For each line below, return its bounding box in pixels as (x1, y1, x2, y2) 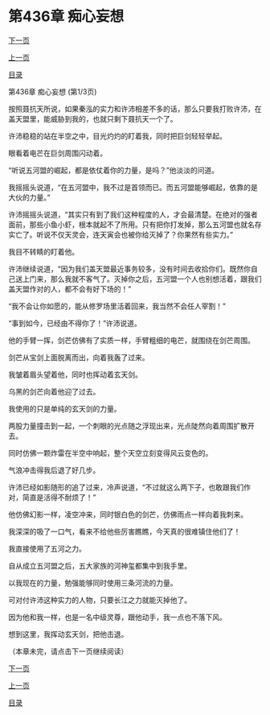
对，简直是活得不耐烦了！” (8, 492, 96, 502)
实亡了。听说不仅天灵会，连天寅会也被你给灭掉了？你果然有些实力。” (8, 229, 234, 239)
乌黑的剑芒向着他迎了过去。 (8, 386, 100, 396)
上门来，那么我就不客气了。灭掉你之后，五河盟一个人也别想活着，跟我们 (22, 274, 262, 283)
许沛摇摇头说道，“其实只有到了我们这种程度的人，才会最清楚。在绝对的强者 (8, 209, 259, 219)
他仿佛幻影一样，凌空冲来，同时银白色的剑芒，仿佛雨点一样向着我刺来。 (8, 509, 247, 519)
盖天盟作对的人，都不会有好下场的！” (8, 283, 132, 294)
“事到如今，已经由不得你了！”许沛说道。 (8, 318, 142, 328)
